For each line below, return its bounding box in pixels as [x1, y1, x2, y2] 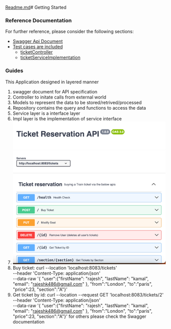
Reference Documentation [5, 17, 72, 24]
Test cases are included [12, 44, 63, 50]
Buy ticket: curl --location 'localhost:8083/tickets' [12, 265, 117, 271]
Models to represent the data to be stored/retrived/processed [12, 99, 142, 106]
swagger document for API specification [12, 88, 98, 94]
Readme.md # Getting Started [5, 5, 67, 10]
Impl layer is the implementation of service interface [12, 115, 122, 121]
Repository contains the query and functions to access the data [12, 105, 146, 111]
